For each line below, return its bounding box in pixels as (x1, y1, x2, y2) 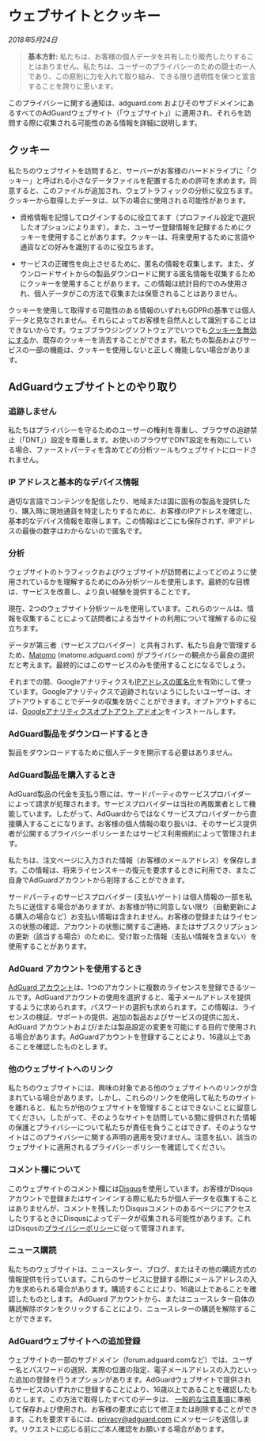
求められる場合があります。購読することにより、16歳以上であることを (21, 1284, 250, 1294)
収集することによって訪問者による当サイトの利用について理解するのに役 (21, 614, 257, 624)
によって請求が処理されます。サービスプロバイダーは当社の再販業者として (8, 798, 249, 808)
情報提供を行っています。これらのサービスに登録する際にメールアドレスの (8, 1274, 250, 1284)
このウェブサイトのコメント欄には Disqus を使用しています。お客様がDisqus (8, 1184, 253, 1193)
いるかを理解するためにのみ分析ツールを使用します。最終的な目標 (35, 577, 251, 586)
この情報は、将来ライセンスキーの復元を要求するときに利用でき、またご (21, 865, 257, 874)
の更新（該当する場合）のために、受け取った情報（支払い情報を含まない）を (8, 931, 258, 941)
